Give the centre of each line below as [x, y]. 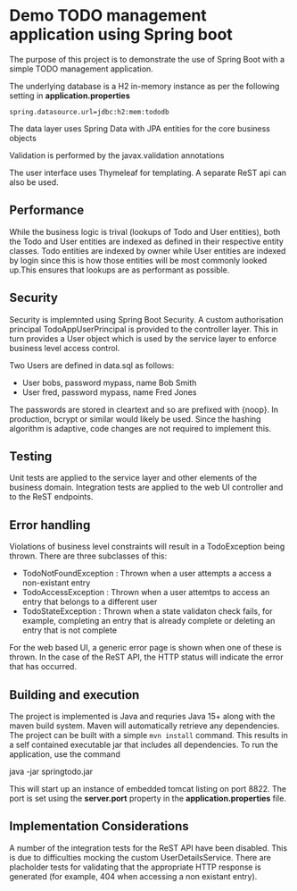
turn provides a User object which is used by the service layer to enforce [143, 338]
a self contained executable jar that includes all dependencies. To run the [144, 744]
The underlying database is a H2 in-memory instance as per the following [144, 86]
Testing [31, 456]
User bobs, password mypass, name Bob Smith [109, 382]
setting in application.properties [70, 96]
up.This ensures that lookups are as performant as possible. [120, 270]
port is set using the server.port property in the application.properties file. [148, 798]
